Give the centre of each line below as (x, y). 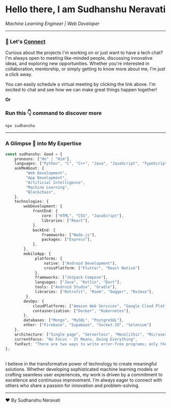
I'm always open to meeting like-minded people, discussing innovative (79, 58)
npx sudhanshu (20, 126)
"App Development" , (46, 178)
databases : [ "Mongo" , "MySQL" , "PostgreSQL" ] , (74, 320)
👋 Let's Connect (25, 41)
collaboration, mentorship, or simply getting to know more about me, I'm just (85, 69)
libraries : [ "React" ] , (66, 221)
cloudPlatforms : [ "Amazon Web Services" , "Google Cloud (93, 306)
